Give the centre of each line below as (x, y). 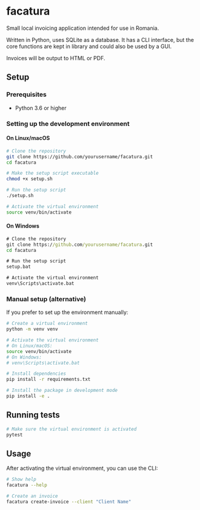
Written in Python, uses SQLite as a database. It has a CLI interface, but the (100, 40)
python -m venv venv (32, 329)
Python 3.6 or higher (41, 108)
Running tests (33, 415)
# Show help (21, 480)
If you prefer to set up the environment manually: (67, 312)
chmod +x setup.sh (29, 179)
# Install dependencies (36, 374)
